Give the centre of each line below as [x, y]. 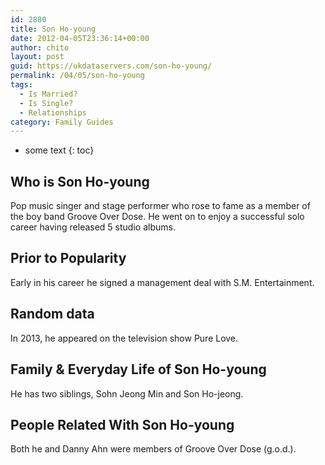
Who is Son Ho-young [80, 181]
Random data [52, 314]
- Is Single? [46, 103]
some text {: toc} [59, 150]
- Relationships [53, 112]
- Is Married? [48, 94]
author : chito [40, 47]
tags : [21, 85]
